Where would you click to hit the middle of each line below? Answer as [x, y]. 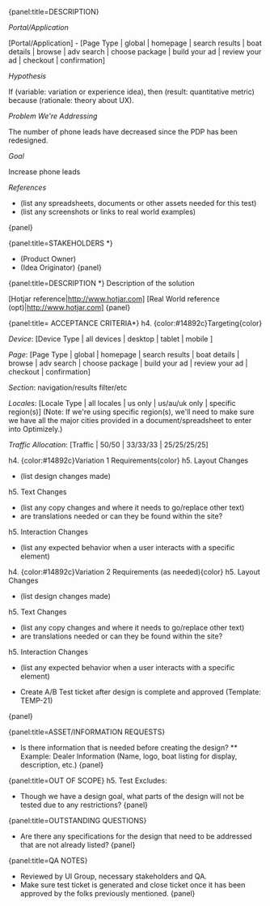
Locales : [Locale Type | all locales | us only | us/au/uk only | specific [122, 403]
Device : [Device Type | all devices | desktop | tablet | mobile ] [111, 339]
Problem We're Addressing [53, 116]
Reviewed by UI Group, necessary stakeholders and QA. [114, 876]
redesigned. [28, 140]
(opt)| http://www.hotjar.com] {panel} [70, 308]
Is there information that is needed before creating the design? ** [129, 748]
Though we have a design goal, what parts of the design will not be [132, 796]
